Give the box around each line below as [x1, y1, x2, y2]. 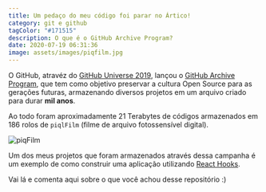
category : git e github [8, 19, 88, 27]
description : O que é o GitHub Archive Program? [8, 33, 173, 42]
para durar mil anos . [8, 96, 76, 105]
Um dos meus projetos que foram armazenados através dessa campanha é [8, 151, 256, 160]
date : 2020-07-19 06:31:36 [8, 41, 98, 49]
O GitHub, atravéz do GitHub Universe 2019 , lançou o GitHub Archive [8, 71, 236, 80]
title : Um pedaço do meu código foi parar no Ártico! [8, 11, 192, 20]
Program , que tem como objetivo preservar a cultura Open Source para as [8, 79, 253, 88]
